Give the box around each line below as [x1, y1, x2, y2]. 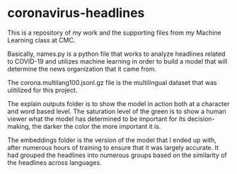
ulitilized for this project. [7, 86, 78, 94]
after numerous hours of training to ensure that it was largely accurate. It [7, 143, 219, 151]
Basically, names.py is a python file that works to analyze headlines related [7, 50, 226, 58]
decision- [187, 115, 215, 123]
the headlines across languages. [7, 158, 102, 167]
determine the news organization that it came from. [7, 64, 157, 73]
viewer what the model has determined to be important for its [7, 115, 186, 123]
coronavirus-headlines [7, 5, 145, 21]
